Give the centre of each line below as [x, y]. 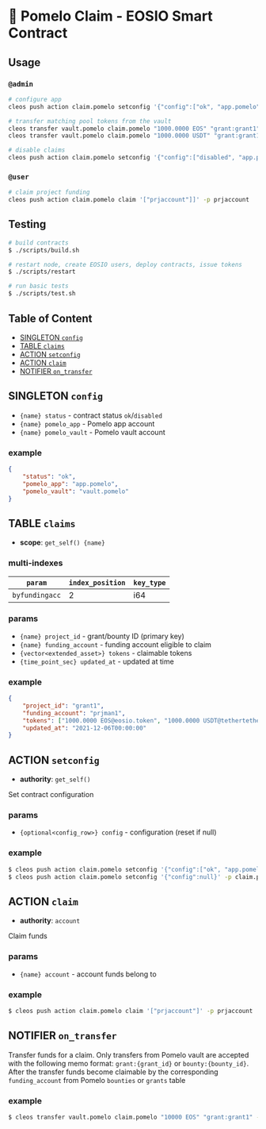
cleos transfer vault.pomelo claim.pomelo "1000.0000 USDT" [110, 136]
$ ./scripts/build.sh [44, 250]
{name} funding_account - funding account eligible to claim [116, 644]
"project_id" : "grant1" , [63, 706]
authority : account [50, 921]
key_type [150, 582]
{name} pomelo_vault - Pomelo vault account [92, 432]
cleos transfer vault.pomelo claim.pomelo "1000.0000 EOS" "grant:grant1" [134, 129]
